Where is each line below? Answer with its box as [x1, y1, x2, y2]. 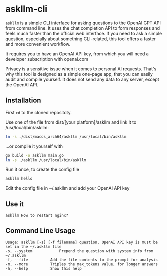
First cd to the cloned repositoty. [5, 109, 72, 115]
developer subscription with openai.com [5, 56, 89, 62]
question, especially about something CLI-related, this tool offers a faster [5, 36, 156, 42]
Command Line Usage [5, 226, 76, 235]
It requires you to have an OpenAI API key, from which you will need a [5, 51, 149, 57]
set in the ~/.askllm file [5, 244, 62, 249]
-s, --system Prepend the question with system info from [5, 248, 154, 253]
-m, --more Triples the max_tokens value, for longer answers [5, 261, 158, 267]
